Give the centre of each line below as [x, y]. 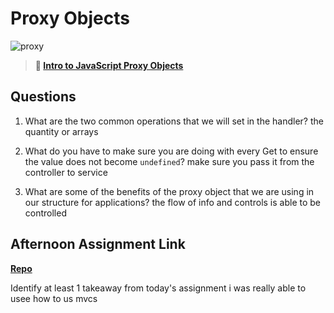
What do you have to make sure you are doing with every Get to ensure [171, 151]
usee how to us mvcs [54, 298]
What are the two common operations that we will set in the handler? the [174, 121]
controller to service [66, 172]
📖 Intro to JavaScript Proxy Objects [109, 65]
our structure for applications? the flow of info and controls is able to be [173, 202]
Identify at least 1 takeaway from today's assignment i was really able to [158, 288]
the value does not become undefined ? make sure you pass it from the [169, 161]
